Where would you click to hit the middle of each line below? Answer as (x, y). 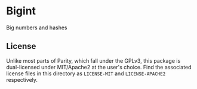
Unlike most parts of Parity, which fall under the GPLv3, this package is (93, 60)
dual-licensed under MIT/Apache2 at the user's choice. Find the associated (99, 67)
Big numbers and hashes (37, 27)
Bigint (21, 11)
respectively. (22, 79)
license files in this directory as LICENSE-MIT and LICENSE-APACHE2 (86, 73)
